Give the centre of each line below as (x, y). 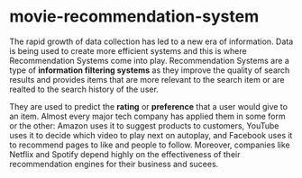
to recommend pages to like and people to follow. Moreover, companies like (150, 145)
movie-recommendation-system (134, 17)
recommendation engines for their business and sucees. (114, 164)
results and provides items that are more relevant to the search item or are (147, 79)
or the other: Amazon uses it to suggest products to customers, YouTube (144, 125)
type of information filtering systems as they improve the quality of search (150, 70)
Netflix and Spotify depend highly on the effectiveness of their (125, 154)
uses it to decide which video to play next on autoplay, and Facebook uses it (151, 135)
